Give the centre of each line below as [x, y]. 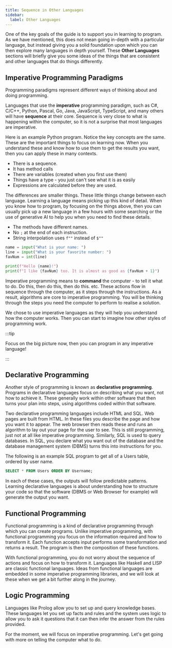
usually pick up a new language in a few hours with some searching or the [84, 212]
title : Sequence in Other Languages [44, 10]
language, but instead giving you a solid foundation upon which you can [81, 45]
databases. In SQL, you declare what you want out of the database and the [84, 441]
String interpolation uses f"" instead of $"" [58, 238]
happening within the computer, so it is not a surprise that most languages [84, 122]
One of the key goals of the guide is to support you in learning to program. [84, 34]
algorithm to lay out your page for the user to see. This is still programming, [85, 430]
